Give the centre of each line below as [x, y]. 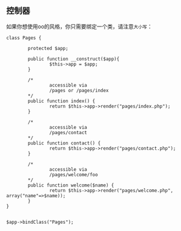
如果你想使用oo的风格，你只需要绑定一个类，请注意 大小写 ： [79, 26]
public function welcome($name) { [71, 185]
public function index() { [62, 101]
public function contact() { [64, 143]
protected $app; [48, 48]
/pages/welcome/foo [73, 174]
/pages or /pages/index [79, 90]
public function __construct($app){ [74, 59]
